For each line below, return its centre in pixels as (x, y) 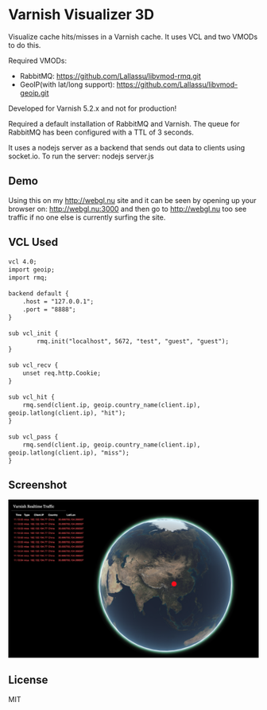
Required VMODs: (38, 60)
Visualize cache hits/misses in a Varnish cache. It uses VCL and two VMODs (133, 37)
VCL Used (33, 242)
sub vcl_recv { (33, 365)
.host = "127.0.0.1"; (58, 301)
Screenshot (38, 484)
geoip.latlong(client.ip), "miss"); (69, 453)
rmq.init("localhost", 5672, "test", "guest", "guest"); (133, 341)
